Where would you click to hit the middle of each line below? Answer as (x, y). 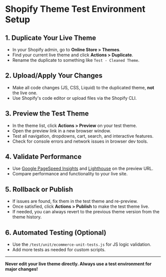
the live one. (25, 93)
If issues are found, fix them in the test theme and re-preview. (75, 201)
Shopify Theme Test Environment (75, 9)
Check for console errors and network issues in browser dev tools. (80, 141)
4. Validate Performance (43, 157)
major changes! (21, 269)
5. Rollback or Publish (39, 189)
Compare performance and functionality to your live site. (70, 174)
